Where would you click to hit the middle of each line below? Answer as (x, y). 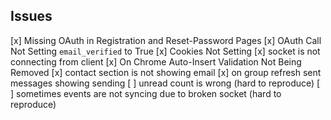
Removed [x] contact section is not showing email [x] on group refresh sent (166, 72)
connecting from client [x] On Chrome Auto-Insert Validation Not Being (156, 61)
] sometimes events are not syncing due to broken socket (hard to (146, 93)
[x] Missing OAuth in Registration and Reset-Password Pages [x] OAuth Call (166, 40)
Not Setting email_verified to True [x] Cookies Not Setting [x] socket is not (165, 51)
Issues (31, 16)
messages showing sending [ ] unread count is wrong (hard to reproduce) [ (165, 83)
